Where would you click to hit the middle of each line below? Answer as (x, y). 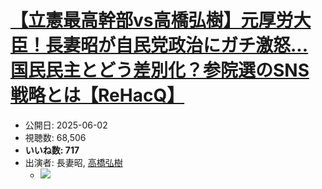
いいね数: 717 (52, 150)
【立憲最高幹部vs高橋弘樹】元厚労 (152, 20)
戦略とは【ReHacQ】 (97, 95)
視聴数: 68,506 (55, 137)
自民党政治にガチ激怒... (212, 45)
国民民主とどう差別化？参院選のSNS (160, 70)
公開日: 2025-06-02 (66, 125)
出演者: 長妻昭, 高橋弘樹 (73, 162)
